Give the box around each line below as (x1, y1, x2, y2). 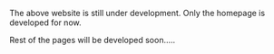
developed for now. (9, 17, 82, 28)
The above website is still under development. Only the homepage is (9, 8, 266, 18)
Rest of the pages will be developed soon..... (9, 35, 176, 45)
